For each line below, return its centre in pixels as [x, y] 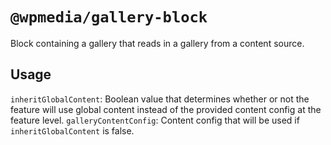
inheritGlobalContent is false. [72, 130]
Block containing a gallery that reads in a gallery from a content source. [157, 43]
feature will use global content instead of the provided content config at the [166, 109]
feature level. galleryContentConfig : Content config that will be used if [155, 120]
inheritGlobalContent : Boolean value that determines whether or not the [160, 99]
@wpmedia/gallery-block [109, 17]
